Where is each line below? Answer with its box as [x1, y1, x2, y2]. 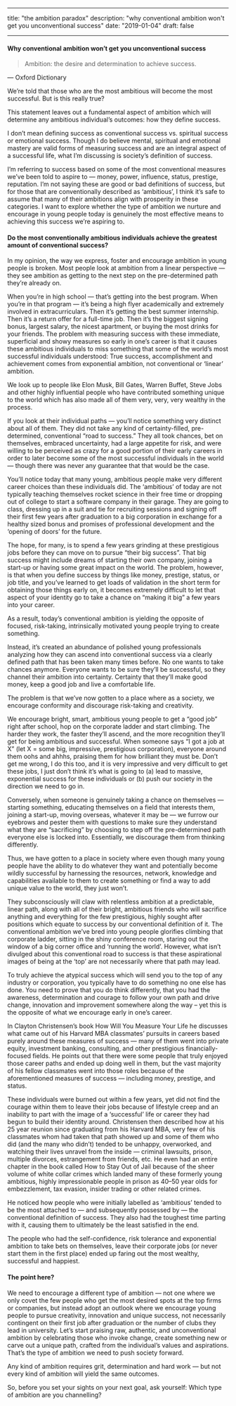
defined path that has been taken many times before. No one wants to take [7, 658, 224, 666]
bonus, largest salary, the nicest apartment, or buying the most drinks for [7, 323, 219, 331]
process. [7, 403, 33, 412]
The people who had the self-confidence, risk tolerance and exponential [7, 1235, 216, 1243]
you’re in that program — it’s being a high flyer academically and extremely [7, 300, 225, 308]
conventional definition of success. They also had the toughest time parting [7, 1213, 226, 1222]
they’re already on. [7, 279, 62, 287]
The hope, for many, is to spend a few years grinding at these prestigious [7, 541, 219, 549]
